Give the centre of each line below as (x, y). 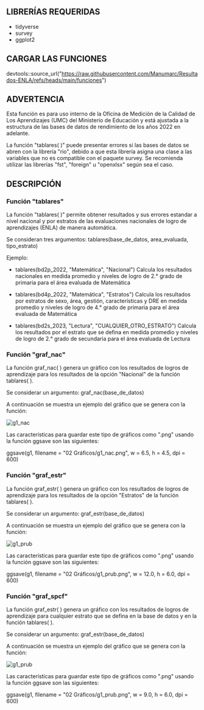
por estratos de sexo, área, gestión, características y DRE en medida (101, 301)
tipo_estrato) (22, 246)
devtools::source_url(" (34, 73)
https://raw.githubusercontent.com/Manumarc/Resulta (130, 73)
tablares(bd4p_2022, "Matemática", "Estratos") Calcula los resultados (103, 295)
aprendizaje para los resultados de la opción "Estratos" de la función (93, 495)
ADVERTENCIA (36, 99)
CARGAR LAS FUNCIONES (57, 59)
